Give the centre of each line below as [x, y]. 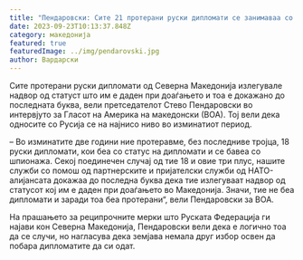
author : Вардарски [44, 60]
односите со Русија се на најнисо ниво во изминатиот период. [131, 124]
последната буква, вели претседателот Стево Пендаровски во [131, 105]
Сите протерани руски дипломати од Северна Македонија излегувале [146, 86]
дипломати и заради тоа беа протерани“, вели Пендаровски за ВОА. [142, 199]
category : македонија [50, 34]
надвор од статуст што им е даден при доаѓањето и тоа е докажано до [147, 95]
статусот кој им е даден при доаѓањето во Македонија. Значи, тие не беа [152, 190]
